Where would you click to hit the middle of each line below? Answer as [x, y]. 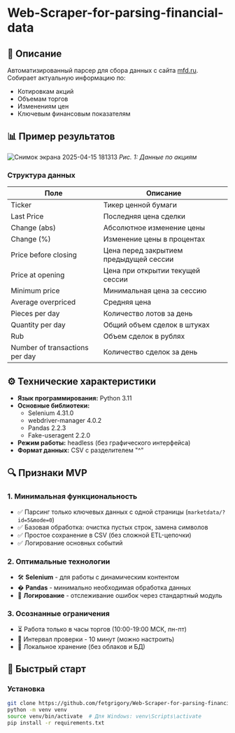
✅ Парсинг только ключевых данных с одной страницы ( [102, 512]
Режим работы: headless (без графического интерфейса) [104, 442]
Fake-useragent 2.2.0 [59, 435]
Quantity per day [38, 325]
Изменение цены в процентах [154, 239]
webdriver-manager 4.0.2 [65, 420]
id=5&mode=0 [35, 520]
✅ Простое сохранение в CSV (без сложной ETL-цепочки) [104, 535]
